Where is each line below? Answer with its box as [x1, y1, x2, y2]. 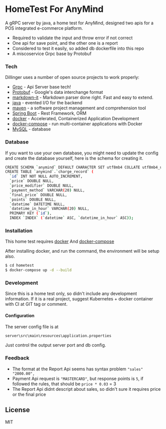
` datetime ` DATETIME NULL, [9, 202, 65, 207]
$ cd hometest [5, 263, 35, 268]
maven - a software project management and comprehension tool [12, 105, 146, 111]
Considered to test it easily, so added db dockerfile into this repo [12, 45, 144, 51]
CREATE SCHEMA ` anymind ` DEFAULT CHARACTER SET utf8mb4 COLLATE [5, 165, 140, 170]
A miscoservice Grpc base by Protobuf [12, 51, 92, 57]
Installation [5, 227, 33, 234]
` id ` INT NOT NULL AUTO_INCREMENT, [9, 174, 83, 179]
